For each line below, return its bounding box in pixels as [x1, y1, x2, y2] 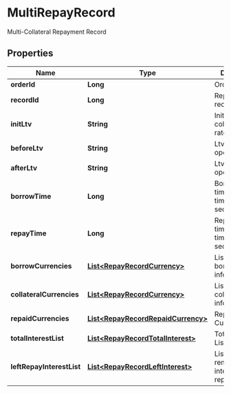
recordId [10, 95, 39, 105]
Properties [7, 47, 54, 59]
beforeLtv [10, 143, 43, 153]
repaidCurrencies [10, 313, 69, 323]
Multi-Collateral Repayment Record [7, 28, 107, 36]
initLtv [10, 119, 32, 129]
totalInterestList [10, 333, 64, 343]
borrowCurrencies [10, 261, 72, 270]
